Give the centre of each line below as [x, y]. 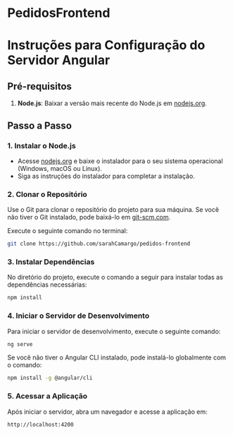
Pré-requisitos [40, 86]
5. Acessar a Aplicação [48, 396]
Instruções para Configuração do [106, 46]
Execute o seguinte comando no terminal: [68, 231]
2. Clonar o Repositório [48, 194]
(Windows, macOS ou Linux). [59, 168]
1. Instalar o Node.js [42, 145]
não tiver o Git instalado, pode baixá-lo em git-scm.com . [89, 218]
